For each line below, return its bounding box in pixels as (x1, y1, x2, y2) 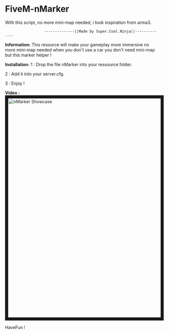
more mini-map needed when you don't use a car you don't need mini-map (5, 47, 155, 53)
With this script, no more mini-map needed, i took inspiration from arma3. (5, 19, 152, 25)
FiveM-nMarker (5, 3, 69, 15)
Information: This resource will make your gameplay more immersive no (5, 41, 149, 47)
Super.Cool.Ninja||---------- (96, 29, 157, 34)
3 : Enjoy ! (5, 80, 25, 86)
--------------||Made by (44, 29, 94, 34)
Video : (5, 90, 20, 95)
